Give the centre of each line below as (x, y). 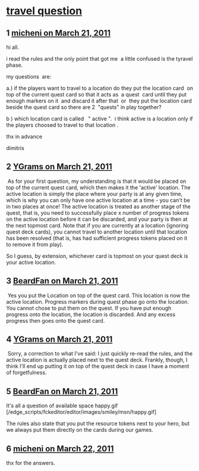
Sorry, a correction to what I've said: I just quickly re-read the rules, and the (100, 354)
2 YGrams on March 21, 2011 (59, 167)
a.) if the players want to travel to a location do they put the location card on (100, 88)
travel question (44, 11)
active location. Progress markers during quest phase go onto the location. (97, 301)
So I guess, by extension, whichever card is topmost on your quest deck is (97, 256)
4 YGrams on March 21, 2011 (59, 340)
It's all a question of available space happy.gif (62, 406)
